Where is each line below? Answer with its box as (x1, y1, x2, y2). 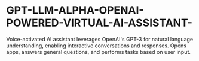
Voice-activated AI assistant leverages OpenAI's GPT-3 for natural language (6, 36, 193, 43)
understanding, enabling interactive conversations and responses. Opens (6, 42, 187, 49)
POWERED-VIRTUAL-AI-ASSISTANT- (6, 16, 193, 30)
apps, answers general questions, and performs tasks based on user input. (6, 48, 191, 55)
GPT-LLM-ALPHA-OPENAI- (6, 4, 145, 17)
